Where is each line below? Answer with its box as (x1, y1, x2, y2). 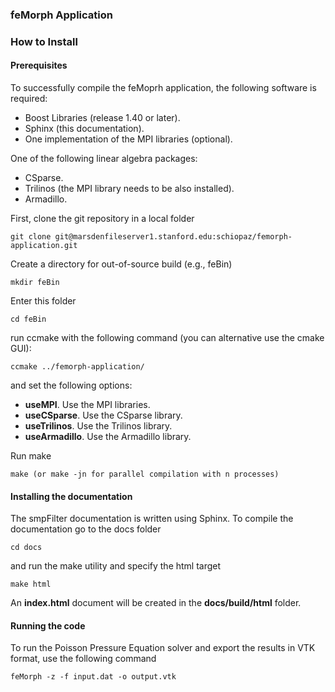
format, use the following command (10, 653, 157, 665)
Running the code (10, 619, 86, 632)
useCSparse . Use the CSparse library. (24, 409, 183, 422)
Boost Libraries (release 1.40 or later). (24, 112, 181, 124)
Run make (10, 450, 52, 462)
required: (10, 93, 48, 105)
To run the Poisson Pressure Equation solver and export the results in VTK (10, 642, 316, 654)
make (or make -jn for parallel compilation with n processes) (10, 469, 280, 480)
